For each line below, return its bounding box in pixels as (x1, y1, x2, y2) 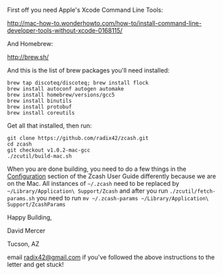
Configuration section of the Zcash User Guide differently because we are (7, 172, 216, 180)
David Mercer (7, 226, 46, 235)
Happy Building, (7, 213, 53, 222)
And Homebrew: (7, 40, 54, 47)
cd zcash (7, 141, 32, 147)
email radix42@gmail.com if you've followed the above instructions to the (7, 253, 215, 261)
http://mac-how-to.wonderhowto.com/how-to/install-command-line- (7, 19, 202, 27)
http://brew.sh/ (7, 53, 49, 61)
